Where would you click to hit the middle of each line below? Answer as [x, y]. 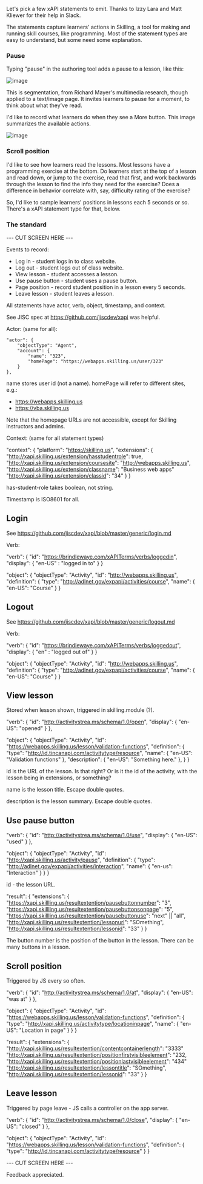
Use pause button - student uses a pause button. [76, 280]
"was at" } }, [22, 999]
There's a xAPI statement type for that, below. [64, 209]
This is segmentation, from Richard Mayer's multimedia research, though [97, 92]
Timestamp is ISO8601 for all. [43, 499]
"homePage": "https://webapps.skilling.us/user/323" [96, 361]
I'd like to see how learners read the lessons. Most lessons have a [88, 164]
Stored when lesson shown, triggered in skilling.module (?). [80, 710]
